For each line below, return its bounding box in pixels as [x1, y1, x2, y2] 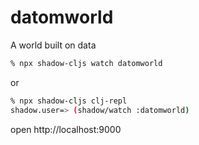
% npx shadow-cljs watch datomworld [10, 58, 163, 68]
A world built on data [10, 39, 97, 51]
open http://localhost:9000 [10, 123, 122, 135]
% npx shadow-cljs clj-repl [10, 96, 128, 106]
